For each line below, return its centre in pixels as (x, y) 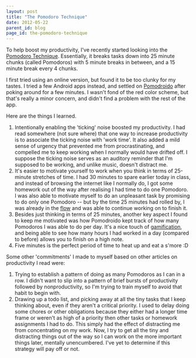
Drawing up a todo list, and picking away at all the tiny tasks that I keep (100, 300)
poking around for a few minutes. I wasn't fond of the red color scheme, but (97, 92)
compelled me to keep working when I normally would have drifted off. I (101, 152)
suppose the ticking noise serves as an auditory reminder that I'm (93, 159)
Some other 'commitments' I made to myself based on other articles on (92, 257)
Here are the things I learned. (41, 116)
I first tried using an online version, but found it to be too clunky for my (91, 80)
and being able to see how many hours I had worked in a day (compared (102, 233)
